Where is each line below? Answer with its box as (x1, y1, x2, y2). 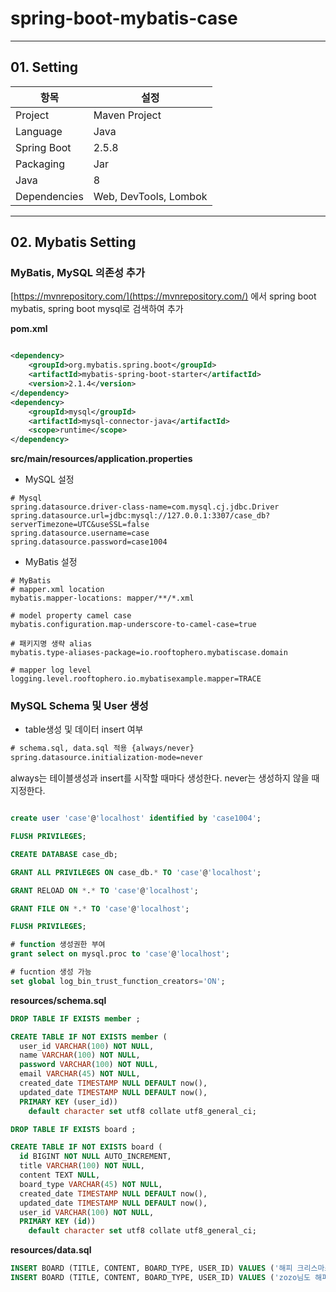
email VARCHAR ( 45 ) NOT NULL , (19, 1069, 141, 1079)
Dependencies (15, 189, 84, 203)
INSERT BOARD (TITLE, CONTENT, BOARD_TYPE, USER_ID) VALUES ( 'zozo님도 (10, 1273, 312, 1283)
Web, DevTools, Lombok (93, 189, 208, 203)
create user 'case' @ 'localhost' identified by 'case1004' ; (10, 813, 262, 824)
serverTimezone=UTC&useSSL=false (10, 520, 150, 530)
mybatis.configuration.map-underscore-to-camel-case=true (10, 620, 257, 630)
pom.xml (10, 323, 48, 335)
